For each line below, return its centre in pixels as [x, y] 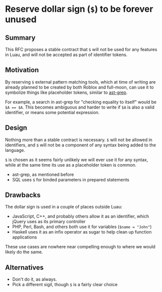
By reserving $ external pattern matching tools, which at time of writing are [80, 82]
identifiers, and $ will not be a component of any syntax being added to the [81, 145]
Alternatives [24, 267]
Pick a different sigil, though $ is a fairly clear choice [65, 285]
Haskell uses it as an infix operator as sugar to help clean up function [82, 232]
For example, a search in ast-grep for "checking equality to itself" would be [81, 102]
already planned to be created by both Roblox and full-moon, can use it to [80, 87]
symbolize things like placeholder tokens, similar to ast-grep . [66, 92]
